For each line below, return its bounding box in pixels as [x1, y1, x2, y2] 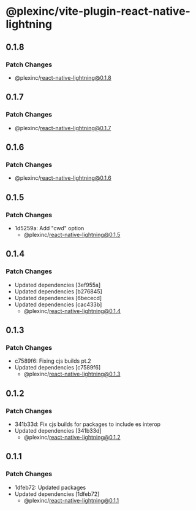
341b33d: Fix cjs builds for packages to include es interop [14, 420, 160, 428]
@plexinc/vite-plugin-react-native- [6, 4, 190, 18]
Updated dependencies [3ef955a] [14, 281, 101, 288]
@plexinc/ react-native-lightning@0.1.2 [23, 434, 121, 441]
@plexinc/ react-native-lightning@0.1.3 [23, 370, 121, 378]
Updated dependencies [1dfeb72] [14, 490, 100, 498]
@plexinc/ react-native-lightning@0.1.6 [14, 174, 111, 182]
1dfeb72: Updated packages [14, 484, 86, 491]
